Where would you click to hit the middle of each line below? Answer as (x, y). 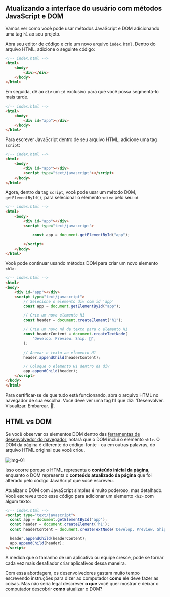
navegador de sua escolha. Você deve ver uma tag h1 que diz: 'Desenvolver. (85, 400)
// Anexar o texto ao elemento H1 (60, 353)
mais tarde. (17, 97)
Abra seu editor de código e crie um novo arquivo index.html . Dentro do (80, 44)
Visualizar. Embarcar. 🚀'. (30, 406)
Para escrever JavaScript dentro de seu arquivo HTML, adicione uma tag (81, 139)
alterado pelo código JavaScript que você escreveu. (60, 480)
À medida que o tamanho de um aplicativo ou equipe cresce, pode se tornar (84, 557)
